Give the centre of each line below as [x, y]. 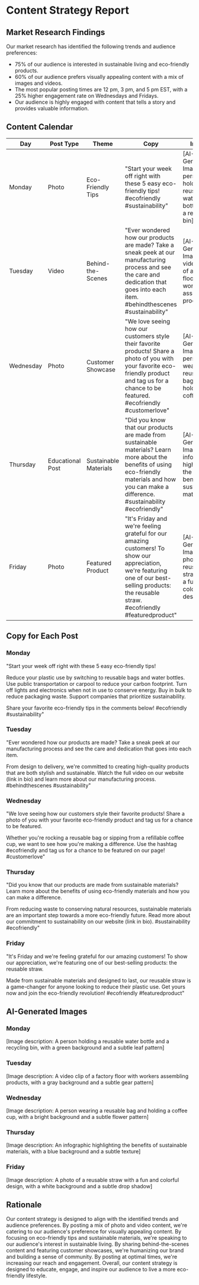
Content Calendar [40, 127]
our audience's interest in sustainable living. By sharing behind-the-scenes [98, 1244]
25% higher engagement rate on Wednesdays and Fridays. [86, 96]
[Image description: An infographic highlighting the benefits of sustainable [97, 1145]
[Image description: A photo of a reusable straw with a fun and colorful [93, 1180]
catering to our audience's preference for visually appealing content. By [94, 1232]
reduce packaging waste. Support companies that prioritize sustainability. [96, 696]
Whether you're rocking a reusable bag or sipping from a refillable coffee [95, 838]
